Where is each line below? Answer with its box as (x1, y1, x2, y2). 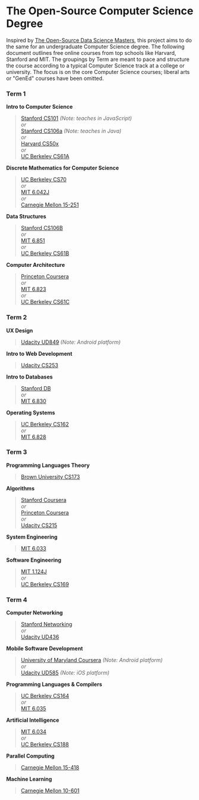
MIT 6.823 (20, 285, 46, 293)
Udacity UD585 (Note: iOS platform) (20, 669, 110, 676)
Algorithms (6, 485, 35, 492)
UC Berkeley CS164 (20, 693, 70, 700)
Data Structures (6, 213, 46, 220)
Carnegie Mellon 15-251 (20, 201, 79, 208)
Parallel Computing (6, 752, 55, 759)
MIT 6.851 (20, 237, 45, 244)
